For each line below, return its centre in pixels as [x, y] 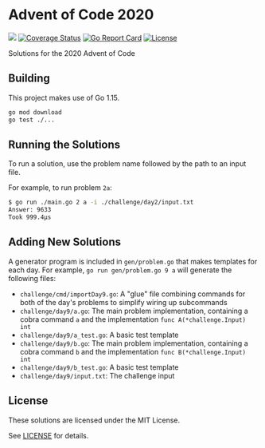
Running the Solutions [64, 144]
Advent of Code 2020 [81, 15]
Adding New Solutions [65, 242]
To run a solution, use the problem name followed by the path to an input [127, 164]
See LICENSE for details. [49, 435]
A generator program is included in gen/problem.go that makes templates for [133, 261]
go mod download [35, 112]
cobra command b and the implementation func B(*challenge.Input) [133, 351]
